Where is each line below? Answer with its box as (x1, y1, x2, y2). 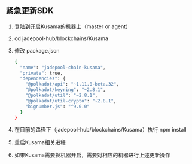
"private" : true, (20, 70, 63, 76)
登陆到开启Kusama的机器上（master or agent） (14, 23, 131, 30)
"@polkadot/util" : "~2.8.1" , (25, 92, 98, 99)
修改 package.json (14, 47, 60, 54)
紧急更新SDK (5, 5, 54, 16)
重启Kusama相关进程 (14, 139, 66, 146)
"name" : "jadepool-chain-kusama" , (20, 65, 106, 71)
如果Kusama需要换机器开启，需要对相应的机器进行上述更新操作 (14, 151, 171, 159)
